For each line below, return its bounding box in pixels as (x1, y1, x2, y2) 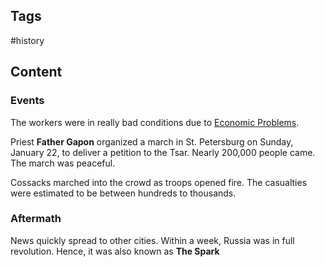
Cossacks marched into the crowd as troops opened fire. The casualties (10, 176, 308, 188)
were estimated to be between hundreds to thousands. (10, 187, 237, 199)
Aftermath (10, 212, 62, 226)
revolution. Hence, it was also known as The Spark (10, 245, 220, 257)
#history (10, 34, 45, 46)
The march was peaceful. (10, 157, 116, 169)
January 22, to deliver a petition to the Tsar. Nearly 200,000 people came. (10, 146, 316, 158)
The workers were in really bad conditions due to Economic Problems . (10, 116, 300, 128)
